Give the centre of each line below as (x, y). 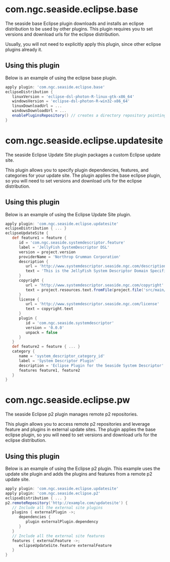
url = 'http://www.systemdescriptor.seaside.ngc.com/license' (92, 304)
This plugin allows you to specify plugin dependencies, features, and (77, 170)
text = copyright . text (49, 309)
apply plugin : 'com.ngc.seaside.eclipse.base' (55, 87)
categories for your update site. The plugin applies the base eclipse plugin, (83, 175)
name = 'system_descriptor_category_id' (62, 356)
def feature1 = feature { (39, 238)
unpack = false (41, 332)
